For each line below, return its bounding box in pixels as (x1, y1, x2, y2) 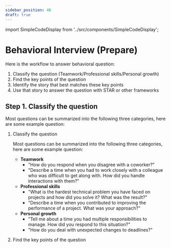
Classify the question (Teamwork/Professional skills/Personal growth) (12, 71, 159, 77)
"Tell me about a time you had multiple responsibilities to (28, 216, 147, 222)
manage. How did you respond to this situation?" (28, 221, 131, 228)
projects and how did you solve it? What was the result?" (28, 194, 148, 200)
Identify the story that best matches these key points (12, 82, 124, 88)
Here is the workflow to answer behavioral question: (5, 61, 115, 67)
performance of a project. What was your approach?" (28, 205, 141, 211)
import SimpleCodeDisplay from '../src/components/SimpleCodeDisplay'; (5, 26, 159, 32)
